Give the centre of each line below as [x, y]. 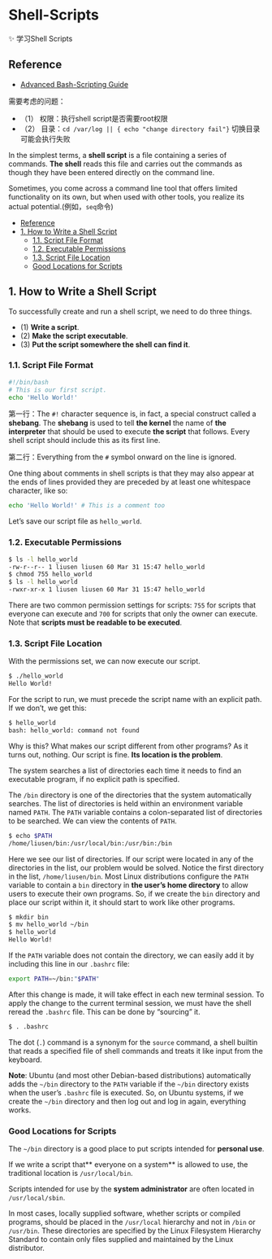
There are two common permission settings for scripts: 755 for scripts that [132, 605]
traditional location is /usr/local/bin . [71, 1173]
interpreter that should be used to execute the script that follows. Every [129, 432]
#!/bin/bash [28, 382]
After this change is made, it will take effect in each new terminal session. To [136, 994]
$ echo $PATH [30, 836]
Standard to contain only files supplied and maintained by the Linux [121, 1239]
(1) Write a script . [50, 327]
